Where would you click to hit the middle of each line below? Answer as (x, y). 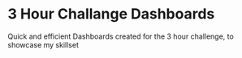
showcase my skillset (43, 44)
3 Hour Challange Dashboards (111, 14)
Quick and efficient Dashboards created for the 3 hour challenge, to (121, 36)
